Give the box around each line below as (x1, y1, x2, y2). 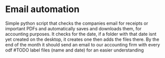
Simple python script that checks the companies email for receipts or (5, 20, 148, 26)
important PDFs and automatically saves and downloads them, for (5, 25, 142, 31)
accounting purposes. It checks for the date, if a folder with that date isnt (5, 31, 157, 37)
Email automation (5, 4, 79, 15)
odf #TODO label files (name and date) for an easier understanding (5, 47, 144, 53)
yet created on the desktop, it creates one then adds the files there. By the (5, 36, 159, 42)
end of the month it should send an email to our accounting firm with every (5, 41, 160, 47)
